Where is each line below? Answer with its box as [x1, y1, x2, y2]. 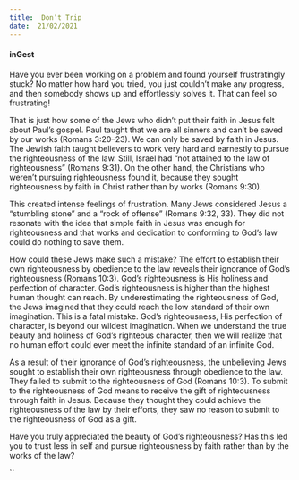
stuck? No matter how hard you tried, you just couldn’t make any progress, [9, 78, 285, 89]
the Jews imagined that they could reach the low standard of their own [9, 301, 270, 312]
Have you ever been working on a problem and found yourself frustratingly [9, 69, 286, 80]
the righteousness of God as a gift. [9, 413, 137, 425]
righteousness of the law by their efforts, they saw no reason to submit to [9, 404, 280, 415]
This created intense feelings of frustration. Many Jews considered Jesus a [9, 198, 288, 209]
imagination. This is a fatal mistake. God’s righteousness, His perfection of [9, 310, 283, 322]
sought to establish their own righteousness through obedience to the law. [9, 366, 284, 376]
